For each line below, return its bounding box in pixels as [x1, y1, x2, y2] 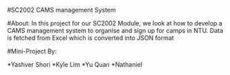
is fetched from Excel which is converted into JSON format [7, 34, 174, 42]
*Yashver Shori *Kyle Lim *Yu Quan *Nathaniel [7, 61, 143, 68]
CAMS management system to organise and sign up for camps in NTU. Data [7, 27, 223, 34]
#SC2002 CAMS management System [7, 6, 116, 14]
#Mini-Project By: [7, 47, 57, 55]
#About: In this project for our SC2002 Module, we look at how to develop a [7, 19, 222, 27]
